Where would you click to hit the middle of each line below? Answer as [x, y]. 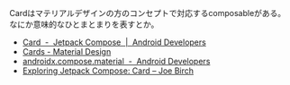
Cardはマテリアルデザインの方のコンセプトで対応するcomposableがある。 [148, 13]
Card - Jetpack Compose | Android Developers [114, 42]
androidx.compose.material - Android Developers [116, 61]
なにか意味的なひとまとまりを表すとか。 [84, 24]
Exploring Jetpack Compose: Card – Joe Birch [108, 71]
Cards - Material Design [67, 51]
